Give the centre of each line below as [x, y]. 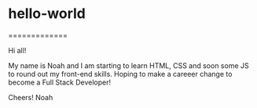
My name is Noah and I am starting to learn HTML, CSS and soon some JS [128, 65]
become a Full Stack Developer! [60, 82]
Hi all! [17, 50]
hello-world [47, 14]
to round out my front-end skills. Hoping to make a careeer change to [120, 74]
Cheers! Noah [31, 97]
